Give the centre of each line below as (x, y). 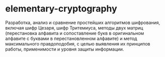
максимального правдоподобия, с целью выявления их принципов (78, 43)
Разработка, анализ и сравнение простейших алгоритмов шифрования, (83, 22)
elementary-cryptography (61, 9)
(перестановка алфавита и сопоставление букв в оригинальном (75, 33)
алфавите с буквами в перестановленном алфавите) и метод (71, 38)
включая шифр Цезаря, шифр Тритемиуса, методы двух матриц (74, 27)
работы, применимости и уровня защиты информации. (65, 49)
